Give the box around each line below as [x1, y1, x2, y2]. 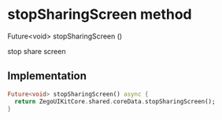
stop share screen [7, 46, 66, 56]
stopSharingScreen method [7, 5, 192, 24]
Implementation [7, 69, 87, 83]
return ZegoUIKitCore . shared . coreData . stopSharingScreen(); [14, 97, 216, 105]
